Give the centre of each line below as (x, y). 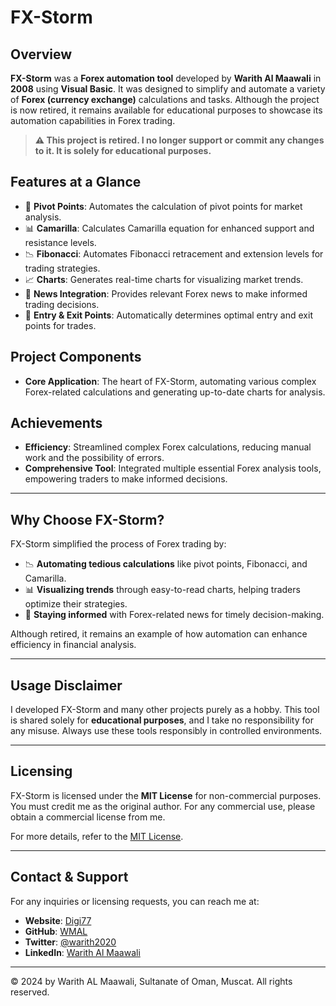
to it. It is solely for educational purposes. (123, 150)
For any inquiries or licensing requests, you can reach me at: (135, 901)
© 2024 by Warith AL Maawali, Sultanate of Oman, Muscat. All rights (151, 981)
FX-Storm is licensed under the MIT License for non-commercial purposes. (166, 795)
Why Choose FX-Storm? (87, 519)
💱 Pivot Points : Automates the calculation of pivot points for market (163, 206)
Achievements (56, 423)
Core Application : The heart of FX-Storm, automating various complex (170, 381)
